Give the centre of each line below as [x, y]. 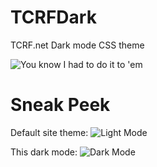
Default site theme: [49, 132]
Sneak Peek [60, 105]
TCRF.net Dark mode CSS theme [77, 45]
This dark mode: [44, 152]
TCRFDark [53, 17]
